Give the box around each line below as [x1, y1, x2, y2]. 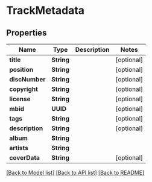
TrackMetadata [6, 4, 85, 17]
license [9, 95, 31, 103]
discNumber [9, 75, 46, 83]
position [9, 66, 34, 74]
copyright [9, 85, 38, 93]
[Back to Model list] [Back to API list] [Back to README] [6, 169, 145, 176]
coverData [9, 154, 40, 162]
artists [9, 144, 28, 152]
